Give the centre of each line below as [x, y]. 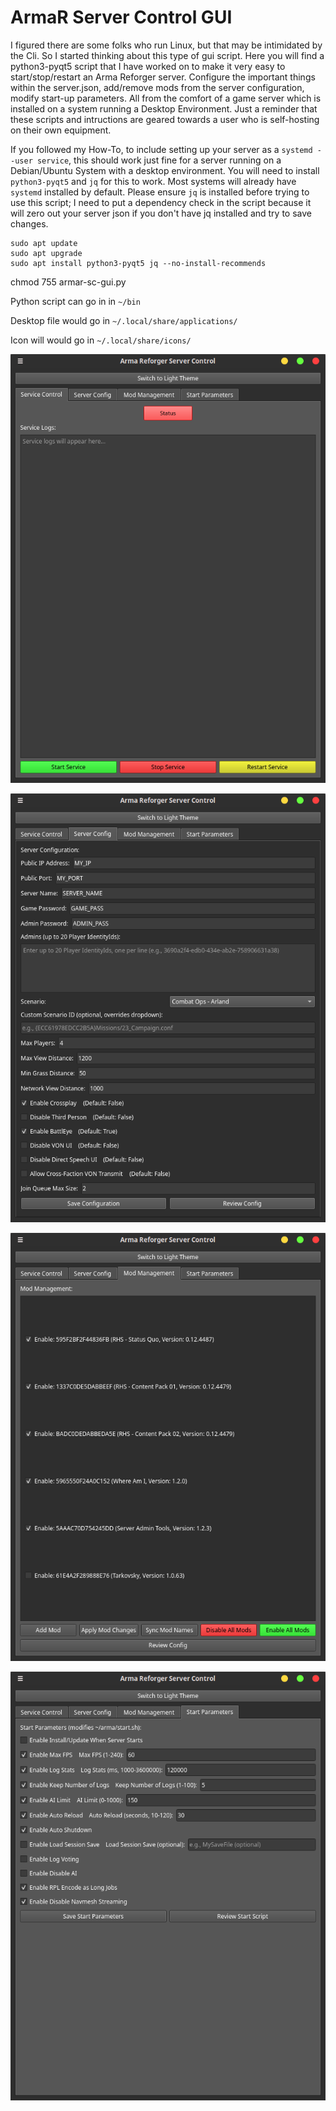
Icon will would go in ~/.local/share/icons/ [101, 340]
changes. [29, 223]
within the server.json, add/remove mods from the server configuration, [157, 87]
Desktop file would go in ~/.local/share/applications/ [124, 320]
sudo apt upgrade [46, 253]
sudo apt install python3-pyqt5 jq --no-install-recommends [138, 263]
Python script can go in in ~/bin [75, 301]
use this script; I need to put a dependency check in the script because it [161, 202]
